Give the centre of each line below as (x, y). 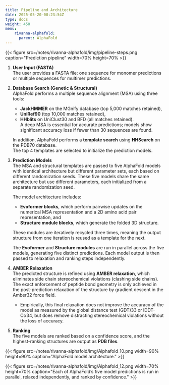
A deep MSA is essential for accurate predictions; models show (86, 125)
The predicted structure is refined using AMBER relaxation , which (81, 273)
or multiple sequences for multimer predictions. (62, 78)
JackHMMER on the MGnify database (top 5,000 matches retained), (91, 108)
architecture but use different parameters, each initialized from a (79, 182)
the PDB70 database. (35, 145)
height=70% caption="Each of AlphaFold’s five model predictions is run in (82, 371)
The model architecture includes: (47, 197)
